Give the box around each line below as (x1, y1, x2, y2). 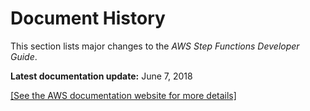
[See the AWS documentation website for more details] (10, 89, 237, 101)
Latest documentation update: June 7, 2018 (10, 70, 193, 82)
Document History (10, 7, 166, 30)
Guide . (10, 50, 38, 62)
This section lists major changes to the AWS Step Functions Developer (10, 40, 300, 52)
